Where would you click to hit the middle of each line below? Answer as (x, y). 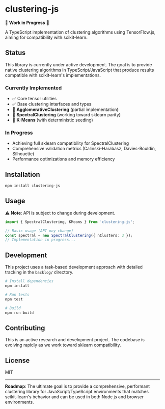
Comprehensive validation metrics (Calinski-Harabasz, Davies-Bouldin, (84, 149)
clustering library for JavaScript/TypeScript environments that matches (77, 392)
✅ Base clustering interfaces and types (52, 104)
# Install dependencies (29, 281)
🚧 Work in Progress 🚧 (27, 23)
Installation (23, 175)
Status (15, 53)
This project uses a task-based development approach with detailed (74, 267)
